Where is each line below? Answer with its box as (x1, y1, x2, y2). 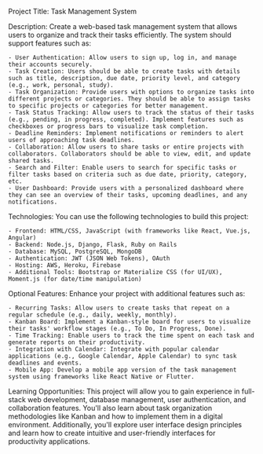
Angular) (8, 234, 37, 242)
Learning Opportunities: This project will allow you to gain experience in (8, 386, 240, 396)
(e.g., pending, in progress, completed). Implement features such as (8, 115, 244, 123)
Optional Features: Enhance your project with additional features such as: (8, 289, 246, 298)
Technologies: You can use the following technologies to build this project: (8, 212, 249, 221)
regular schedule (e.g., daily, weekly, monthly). (8, 311, 177, 319)
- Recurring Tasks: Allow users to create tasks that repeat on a (8, 304, 230, 312)
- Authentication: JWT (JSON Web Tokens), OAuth (8, 254, 170, 262)
